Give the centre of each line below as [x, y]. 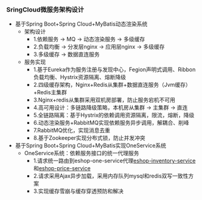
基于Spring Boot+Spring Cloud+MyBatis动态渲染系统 [81, 24]
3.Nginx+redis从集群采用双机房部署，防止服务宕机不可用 [104, 100]
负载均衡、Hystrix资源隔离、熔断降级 [80, 77]
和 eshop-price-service [62, 168]
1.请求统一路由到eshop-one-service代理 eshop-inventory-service [114, 161]
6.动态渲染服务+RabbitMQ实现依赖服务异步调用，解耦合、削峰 [111, 123]
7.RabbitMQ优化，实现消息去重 [72, 130]
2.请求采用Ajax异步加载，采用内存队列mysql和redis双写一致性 [111, 176]
